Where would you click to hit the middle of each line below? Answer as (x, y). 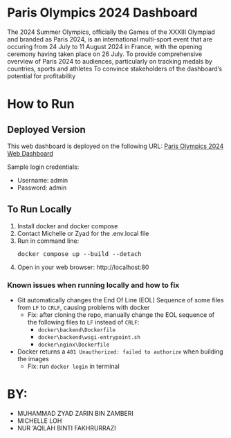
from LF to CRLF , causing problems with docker (83, 308)
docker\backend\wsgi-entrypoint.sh (89, 338)
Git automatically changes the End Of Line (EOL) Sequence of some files (120, 300)
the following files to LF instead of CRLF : (83, 322)
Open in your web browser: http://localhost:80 (83, 267)
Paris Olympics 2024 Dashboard (102, 13)
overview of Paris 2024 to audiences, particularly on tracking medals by (110, 61)
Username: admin (43, 180)
